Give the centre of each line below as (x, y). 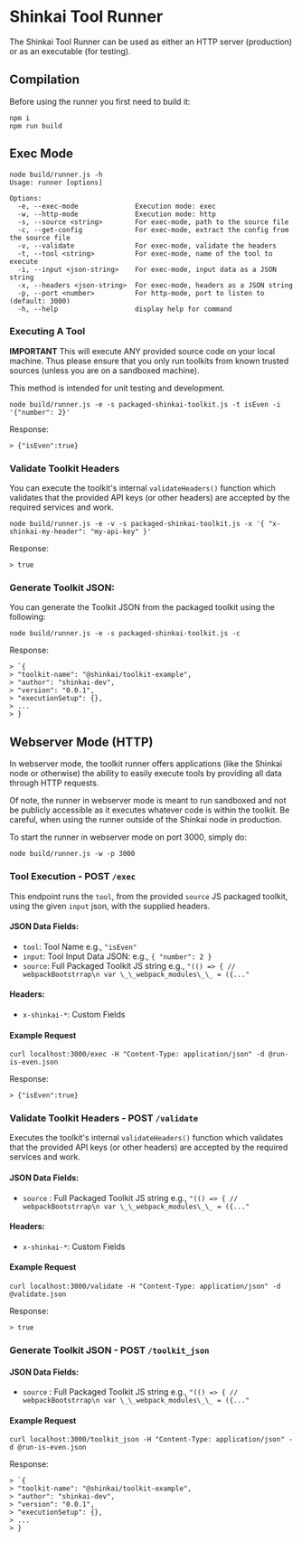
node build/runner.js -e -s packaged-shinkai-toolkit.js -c (125, 634)
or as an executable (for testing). (70, 51)
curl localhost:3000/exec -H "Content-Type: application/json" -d (137, 1055)
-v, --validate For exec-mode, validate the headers (147, 246)
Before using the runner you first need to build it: (100, 101)
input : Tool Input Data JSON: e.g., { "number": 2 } (117, 956)
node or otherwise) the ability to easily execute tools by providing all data (146, 774)
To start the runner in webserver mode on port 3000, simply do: (128, 837)
